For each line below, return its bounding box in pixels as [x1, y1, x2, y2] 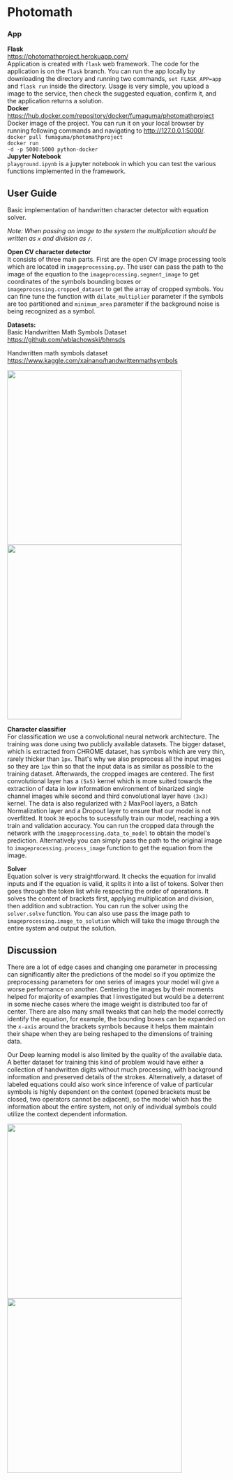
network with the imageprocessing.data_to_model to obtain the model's [7, 829, 211, 838]
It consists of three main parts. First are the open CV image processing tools [7, 256, 227, 264]
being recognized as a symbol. [7, 307, 96, 316]
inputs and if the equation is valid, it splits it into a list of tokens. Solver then [7, 880, 224, 888]
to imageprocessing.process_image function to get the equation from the [7, 844, 213, 852]
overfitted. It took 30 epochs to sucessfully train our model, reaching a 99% [7, 814, 220, 822]
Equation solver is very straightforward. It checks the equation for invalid [7, 872, 216, 880]
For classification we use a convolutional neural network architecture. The [7, 732, 220, 741]
